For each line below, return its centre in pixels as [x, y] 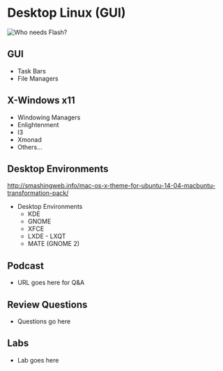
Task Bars [32, 71]
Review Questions [47, 304]
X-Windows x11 [41, 100]
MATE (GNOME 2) [54, 244]
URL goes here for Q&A [51, 283]
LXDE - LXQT [47, 236]
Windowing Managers [49, 117]
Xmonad [29, 139]
